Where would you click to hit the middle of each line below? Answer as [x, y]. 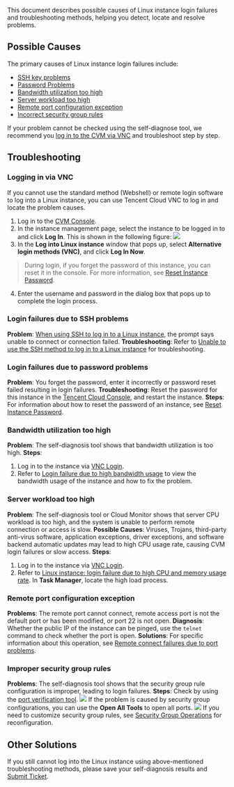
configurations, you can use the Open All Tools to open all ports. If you [113, 708]
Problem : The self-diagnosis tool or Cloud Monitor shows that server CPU [113, 514]
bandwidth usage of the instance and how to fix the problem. [105, 481]
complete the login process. [57, 301]
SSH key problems [44, 77]
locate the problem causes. [46, 207]
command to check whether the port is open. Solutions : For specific [106, 635]
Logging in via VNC [40, 178]
